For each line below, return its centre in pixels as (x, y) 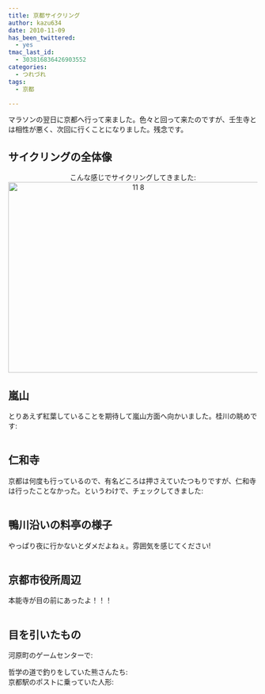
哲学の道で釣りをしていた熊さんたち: (68, 672)
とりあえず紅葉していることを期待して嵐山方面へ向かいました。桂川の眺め (129, 416)
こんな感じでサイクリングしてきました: (133, 177)
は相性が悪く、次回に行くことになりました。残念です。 (98, 130)
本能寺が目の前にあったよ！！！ (60, 601)
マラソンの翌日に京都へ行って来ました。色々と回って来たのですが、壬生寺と (132, 120)
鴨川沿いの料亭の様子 (60, 525)
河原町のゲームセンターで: (51, 655)
